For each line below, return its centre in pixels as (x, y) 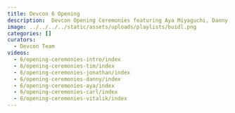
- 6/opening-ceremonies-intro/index (67, 60)
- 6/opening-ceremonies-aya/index (64, 86)
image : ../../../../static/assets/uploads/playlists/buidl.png (102, 27)
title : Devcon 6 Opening (44, 14)
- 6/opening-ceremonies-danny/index (67, 79)
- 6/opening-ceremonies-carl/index (66, 92)
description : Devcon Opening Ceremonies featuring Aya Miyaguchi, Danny (118, 20)
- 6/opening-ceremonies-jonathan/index (72, 72)
